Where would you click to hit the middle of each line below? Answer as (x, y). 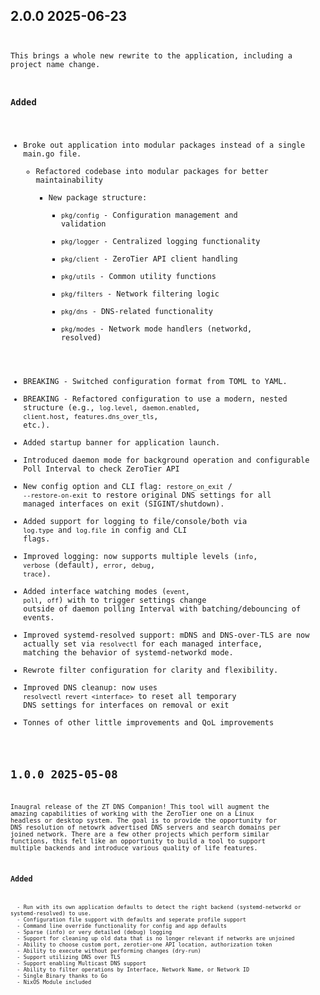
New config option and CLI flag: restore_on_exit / (128, 486)
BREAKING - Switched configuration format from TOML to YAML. (155, 381)
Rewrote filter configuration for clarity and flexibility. (151, 670)
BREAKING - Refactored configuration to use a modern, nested (155, 399)
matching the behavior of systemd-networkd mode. (128, 652)
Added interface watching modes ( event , (106, 591)
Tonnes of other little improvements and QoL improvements (149, 722)
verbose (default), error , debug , (89, 565)
